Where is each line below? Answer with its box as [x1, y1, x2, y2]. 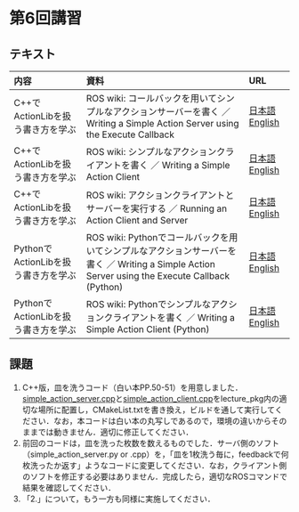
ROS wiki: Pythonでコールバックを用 [85, 232, 238, 243]
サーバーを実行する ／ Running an [85, 202, 228, 215]
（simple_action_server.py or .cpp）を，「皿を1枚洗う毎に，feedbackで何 [21, 449, 289, 459]
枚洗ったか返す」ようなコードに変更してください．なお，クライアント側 [21, 459, 287, 470]
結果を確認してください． [21, 482, 116, 492]
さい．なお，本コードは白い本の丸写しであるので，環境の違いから [29, 415, 271, 426]
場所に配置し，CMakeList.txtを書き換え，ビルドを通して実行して [37, 404, 276, 415]
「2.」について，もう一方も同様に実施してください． [21, 493, 215, 504]
